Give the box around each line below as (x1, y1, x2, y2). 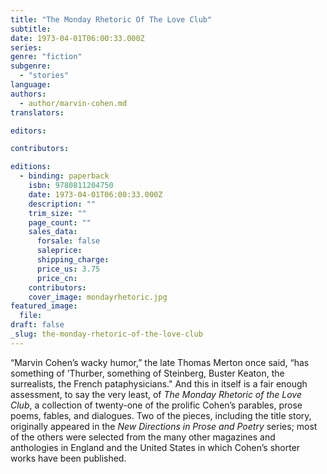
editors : (10, 126, 47, 136)
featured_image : (10, 301, 78, 311)
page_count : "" (28, 217, 92, 228)
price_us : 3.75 (36, 264, 101, 274)
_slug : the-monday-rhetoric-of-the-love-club (10, 329, 203, 339)
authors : (10, 89, 47, 99)
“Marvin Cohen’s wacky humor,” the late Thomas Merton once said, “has (10, 356, 310, 368)
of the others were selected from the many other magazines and (10, 431, 276, 443)
